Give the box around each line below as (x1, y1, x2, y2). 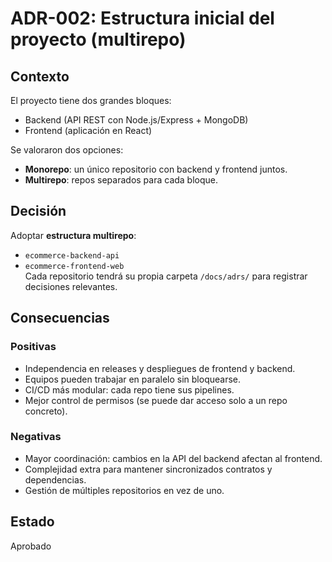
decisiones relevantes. (24, 280, 118, 292)
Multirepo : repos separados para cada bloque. (24, 174, 219, 186)
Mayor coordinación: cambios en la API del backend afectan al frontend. (24, 452, 323, 464)
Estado (10, 513, 55, 531)
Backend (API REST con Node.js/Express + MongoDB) (24, 114, 249, 126)
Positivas (10, 340, 57, 354)
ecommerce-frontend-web (24, 261, 125, 271)
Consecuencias (10, 310, 110, 327)
